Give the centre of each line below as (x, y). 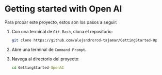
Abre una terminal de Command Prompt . (49, 50)
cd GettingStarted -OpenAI (38, 68)
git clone (22, 40)
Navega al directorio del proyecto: (45, 59)
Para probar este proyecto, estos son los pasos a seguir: (61, 22)
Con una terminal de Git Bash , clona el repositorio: (62, 31)
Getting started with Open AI (63, 9)
